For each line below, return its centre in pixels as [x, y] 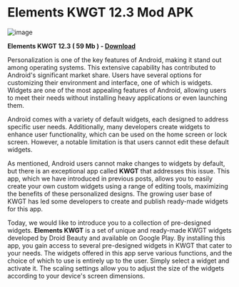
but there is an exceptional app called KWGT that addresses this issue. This [119, 171]
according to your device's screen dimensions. [76, 276]
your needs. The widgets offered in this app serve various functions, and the [120, 253]
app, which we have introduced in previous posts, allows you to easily [110, 178]
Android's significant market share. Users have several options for [105, 75]
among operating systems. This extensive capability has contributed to [112, 67]
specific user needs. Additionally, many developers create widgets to [109, 126]
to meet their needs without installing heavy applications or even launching [117, 98]
